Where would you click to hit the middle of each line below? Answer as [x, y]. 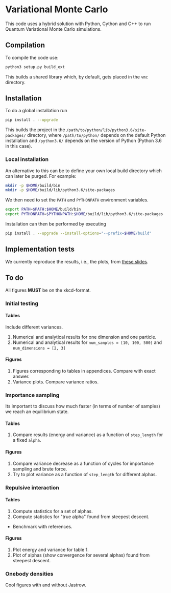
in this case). [19, 146]
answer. [21, 376]
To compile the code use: [32, 57]
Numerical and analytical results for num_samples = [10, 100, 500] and [87, 342]
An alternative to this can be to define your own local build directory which [84, 171]
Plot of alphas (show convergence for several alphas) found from [81, 555]
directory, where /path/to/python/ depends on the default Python [96, 135]
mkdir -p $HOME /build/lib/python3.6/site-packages [60, 190]
